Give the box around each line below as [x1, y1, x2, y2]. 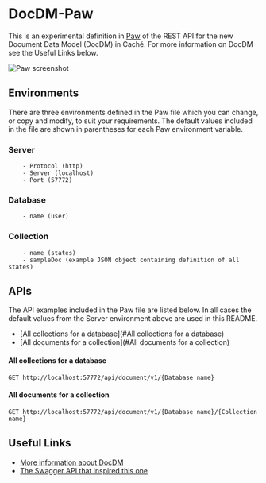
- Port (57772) [22, 176, 73, 184]
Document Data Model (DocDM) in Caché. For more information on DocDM [8, 39, 253, 48]
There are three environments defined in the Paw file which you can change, [8, 107, 259, 117]
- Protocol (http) [22, 162, 83, 171]
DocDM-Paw [8, 5, 94, 23]
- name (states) [22, 249, 77, 257]
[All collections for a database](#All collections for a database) [19, 329, 225, 338]
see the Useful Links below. [8, 48, 98, 57]
